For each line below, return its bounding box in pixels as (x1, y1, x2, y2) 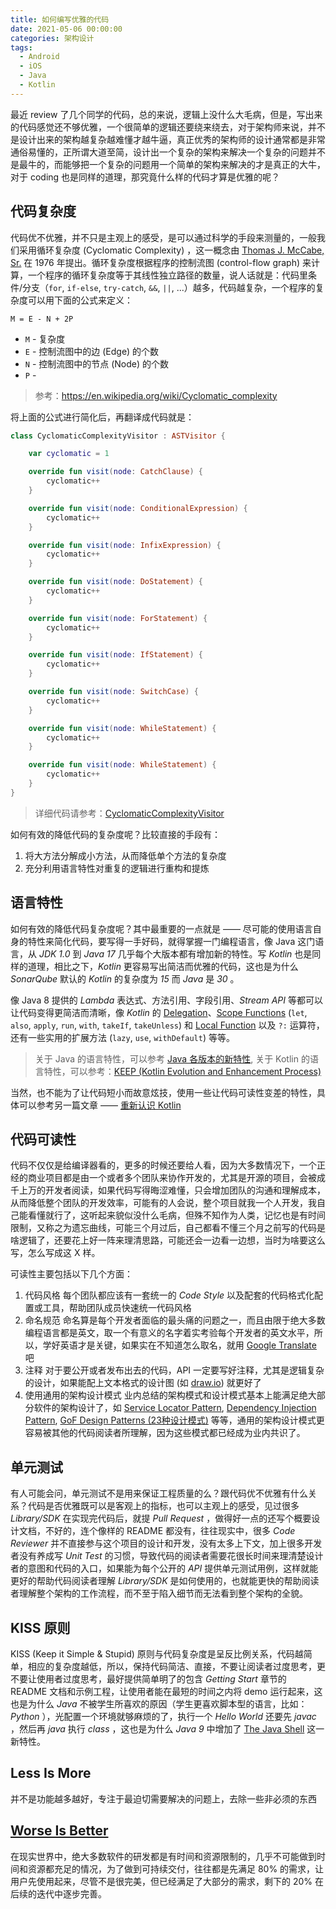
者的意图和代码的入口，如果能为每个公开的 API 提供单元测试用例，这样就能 (10, 1562, 319, 1575)
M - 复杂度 (24, 332, 66, 345)
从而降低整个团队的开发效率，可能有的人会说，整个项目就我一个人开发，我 (10, 1197, 317, 1209)
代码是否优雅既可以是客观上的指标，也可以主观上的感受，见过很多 (27, 1500, 300, 1512)
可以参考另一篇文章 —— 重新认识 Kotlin (18, 1099, 182, 1111)
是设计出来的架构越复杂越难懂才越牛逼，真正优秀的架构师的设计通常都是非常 (10, 133, 326, 145)
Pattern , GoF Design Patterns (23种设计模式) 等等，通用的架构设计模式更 (24, 1414, 325, 1426)
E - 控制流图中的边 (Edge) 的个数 (24, 345, 160, 357)
